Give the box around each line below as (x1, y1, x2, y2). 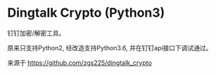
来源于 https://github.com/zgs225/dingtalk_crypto (7, 58, 153, 67)
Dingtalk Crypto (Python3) (7, 5, 165, 21)
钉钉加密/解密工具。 (7, 29, 65, 37)
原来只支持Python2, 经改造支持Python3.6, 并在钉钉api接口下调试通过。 (7, 43, 212, 52)
